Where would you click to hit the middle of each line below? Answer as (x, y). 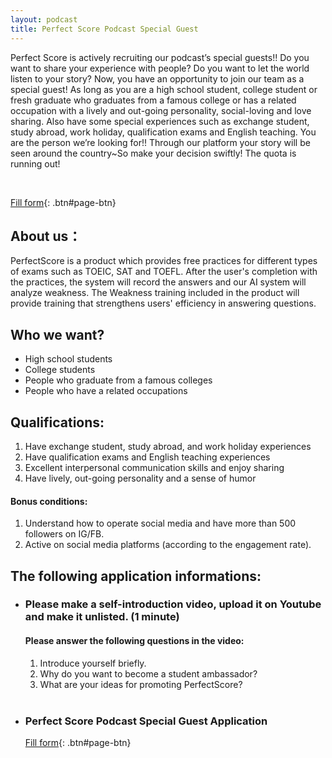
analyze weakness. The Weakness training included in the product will (155, 293)
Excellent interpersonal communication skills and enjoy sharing (154, 467)
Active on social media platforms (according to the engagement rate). (168, 545)
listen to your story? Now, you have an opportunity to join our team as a (157, 78)
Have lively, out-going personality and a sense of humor (140, 478)
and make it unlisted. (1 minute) (102, 617)
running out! (35, 163)
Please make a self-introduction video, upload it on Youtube (173, 604)
